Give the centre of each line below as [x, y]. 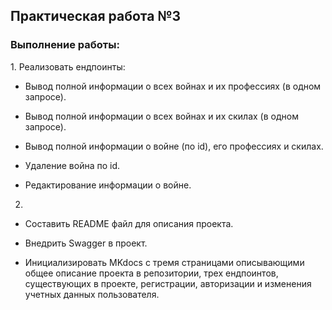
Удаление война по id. [72, 165]
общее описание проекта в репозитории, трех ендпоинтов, [151, 273]
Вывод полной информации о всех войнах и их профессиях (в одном [173, 86]
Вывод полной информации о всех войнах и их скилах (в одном [161, 116]
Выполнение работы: [65, 45]
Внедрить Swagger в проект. [86, 243]
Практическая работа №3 [96, 16]
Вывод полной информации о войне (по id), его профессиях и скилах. [174, 146]
